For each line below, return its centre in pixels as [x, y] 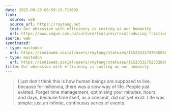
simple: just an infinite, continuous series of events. [72, 103]
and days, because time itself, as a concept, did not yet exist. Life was [91, 98]
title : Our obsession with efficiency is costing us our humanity [77, 67]
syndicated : [18, 43]
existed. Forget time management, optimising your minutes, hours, [87, 92]
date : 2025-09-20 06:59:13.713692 [42, 10]
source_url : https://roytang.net [45, 24]
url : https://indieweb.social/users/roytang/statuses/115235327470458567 [90, 52]
